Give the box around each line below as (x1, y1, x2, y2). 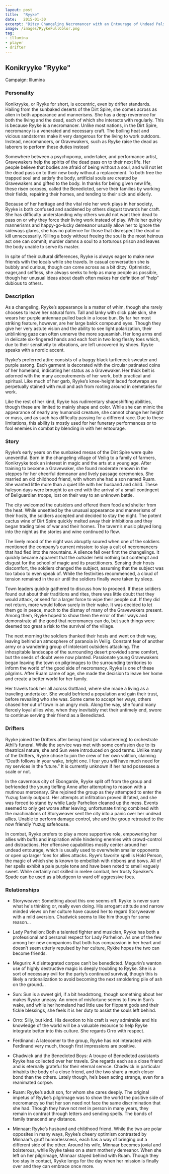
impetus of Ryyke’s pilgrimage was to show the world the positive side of (12, 1094, 164, 1100)
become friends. (12, 950, 47, 956)
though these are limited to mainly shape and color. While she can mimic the (5, 404, 163, 410)
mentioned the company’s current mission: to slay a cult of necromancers (5, 544, 158, 550)
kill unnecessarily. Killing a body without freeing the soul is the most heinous (5, 233, 163, 239)
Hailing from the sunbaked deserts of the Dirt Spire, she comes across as (5, 106, 157, 112)
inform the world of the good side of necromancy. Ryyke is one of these (5, 665, 154, 671)
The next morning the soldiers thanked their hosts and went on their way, (5, 633, 157, 639)
